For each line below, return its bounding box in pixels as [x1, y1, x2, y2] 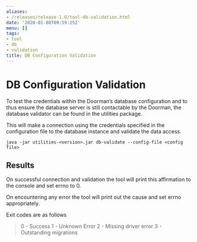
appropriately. [6, 200, 40, 207]
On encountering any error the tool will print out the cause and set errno [6, 194, 182, 201]
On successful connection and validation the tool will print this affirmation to [6, 176, 191, 183]
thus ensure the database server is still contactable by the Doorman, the [6, 104, 182, 111]
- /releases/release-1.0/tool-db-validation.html [6, 14, 131, 20]
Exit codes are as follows [6, 211, 67, 218]
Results [6, 160, 35, 170]
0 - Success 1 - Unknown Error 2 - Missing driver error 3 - [20, 223, 162, 230]
